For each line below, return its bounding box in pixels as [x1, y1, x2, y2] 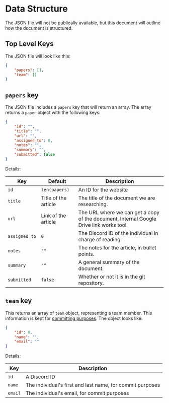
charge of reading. [78, 236, 122, 243]
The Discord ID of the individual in [78, 230, 158, 237]
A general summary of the [78, 258, 140, 265]
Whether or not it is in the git [78, 273, 145, 280]
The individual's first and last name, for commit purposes [25, 381, 160, 388]
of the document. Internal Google [78, 215, 157, 222]
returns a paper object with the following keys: [5, 109, 101, 116]
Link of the [41, 212, 66, 219]
